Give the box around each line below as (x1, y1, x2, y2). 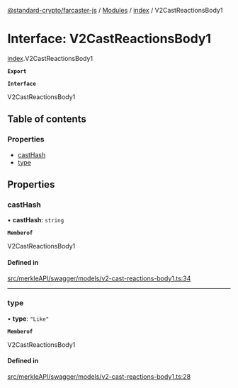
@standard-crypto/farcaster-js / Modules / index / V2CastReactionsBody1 (7, 6, 223, 14)
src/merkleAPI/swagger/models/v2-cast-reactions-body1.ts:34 (7, 274, 191, 283)
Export (7, 67, 27, 75)
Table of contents (7, 113, 86, 125)
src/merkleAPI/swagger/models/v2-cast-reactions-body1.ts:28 (7, 372, 191, 381)
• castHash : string (7, 216, 64, 224)
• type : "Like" (7, 314, 50, 323)
